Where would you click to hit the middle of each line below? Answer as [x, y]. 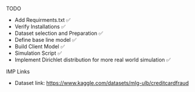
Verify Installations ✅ [40, 27]
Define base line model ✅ [45, 40]
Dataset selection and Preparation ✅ [59, 33]
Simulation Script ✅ [38, 53]
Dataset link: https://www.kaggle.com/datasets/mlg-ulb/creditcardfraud [102, 83]
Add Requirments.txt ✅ [42, 20]
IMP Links [18, 71]
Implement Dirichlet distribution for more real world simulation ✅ [92, 60]
